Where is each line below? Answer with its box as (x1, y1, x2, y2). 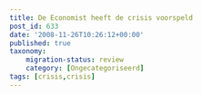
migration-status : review (25, 55, 125, 64)
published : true (9, 38, 71, 48)
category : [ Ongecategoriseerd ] (25, 64, 145, 73)
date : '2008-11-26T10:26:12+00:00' (9, 30, 145, 39)
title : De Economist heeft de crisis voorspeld (9, 13, 194, 23)
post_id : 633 (9, 22, 59, 31)
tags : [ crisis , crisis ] (9, 72, 96, 81)
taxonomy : (9, 47, 47, 56)
